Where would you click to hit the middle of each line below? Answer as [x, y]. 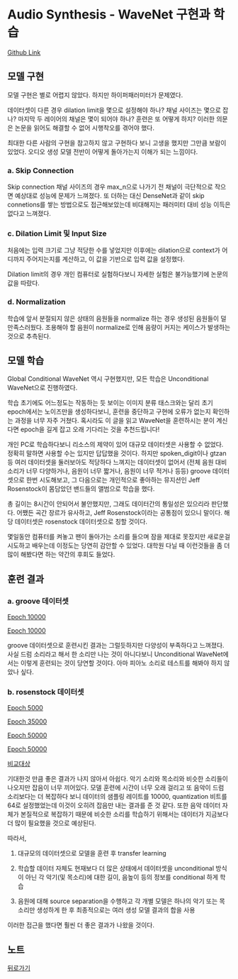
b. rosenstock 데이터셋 [46, 692]
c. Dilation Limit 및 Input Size [57, 233]
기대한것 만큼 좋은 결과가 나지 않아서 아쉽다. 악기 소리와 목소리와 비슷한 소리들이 [118, 779]
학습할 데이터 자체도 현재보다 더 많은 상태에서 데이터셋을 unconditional [116, 868]
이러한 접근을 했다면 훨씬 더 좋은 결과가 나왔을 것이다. [81, 925]
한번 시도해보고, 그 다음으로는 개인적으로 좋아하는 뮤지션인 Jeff [113, 480]
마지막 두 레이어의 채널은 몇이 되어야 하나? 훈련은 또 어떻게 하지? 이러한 [116, 118]
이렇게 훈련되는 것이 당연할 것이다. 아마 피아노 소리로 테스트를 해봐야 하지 [121, 663]
